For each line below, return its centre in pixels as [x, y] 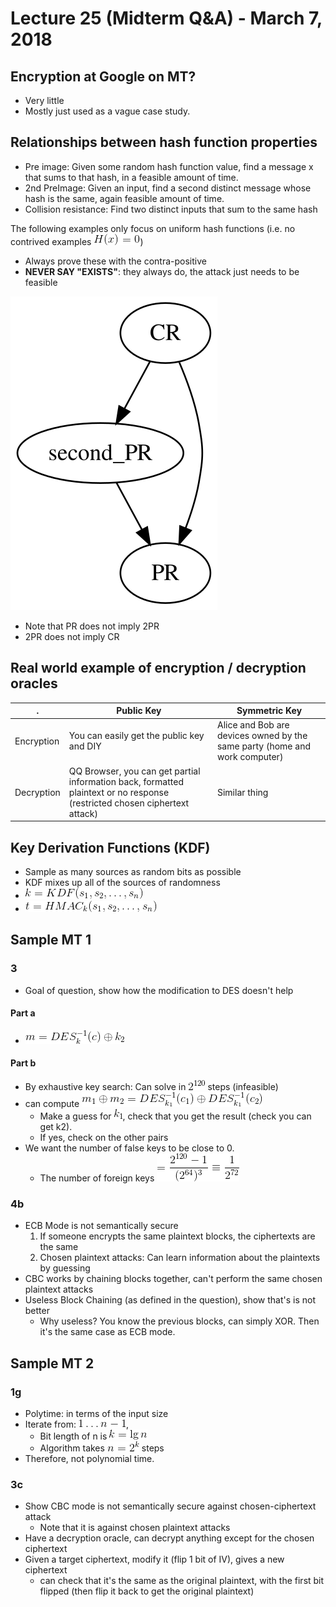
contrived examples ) [77, 241]
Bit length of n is [73, 1436]
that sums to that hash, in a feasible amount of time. [131, 177]
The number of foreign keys [97, 1178]
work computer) [250, 757]
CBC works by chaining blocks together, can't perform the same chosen [173, 1279]
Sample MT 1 [51, 940]
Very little [44, 100]
